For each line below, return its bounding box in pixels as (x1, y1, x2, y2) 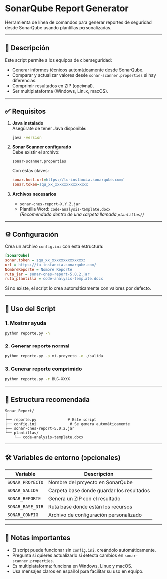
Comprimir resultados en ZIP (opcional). (12, 83, 94, 89)
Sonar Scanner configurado (12, 144, 71, 150)
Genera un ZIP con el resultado (48, 495, 121, 502)
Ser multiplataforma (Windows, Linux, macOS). (12, 88, 108, 94)
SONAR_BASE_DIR (7, 504, 44, 509)
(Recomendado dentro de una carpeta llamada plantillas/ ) (19, 211, 144, 217)
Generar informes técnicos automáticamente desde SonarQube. (12, 67, 144, 73)
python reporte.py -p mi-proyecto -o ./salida (5, 354, 103, 359)
